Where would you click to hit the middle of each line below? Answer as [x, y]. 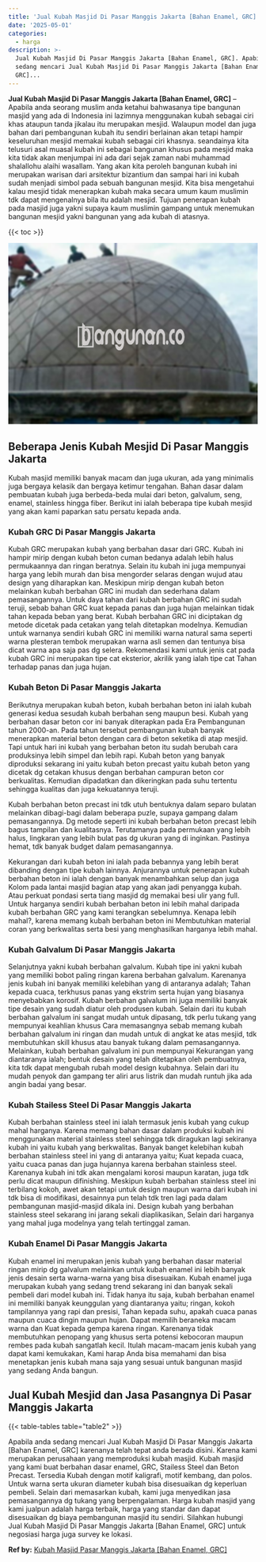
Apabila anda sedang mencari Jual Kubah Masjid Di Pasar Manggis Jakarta [131, 1442]
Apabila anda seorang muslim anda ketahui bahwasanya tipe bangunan [124, 107]
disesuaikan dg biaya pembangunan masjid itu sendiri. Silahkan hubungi [126, 1518]
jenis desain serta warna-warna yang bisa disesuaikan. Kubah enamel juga [130, 1278]
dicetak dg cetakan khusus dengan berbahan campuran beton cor [116, 772]
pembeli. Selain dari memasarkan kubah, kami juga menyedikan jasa [120, 1492]
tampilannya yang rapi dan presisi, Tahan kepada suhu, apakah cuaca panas [133, 1311]
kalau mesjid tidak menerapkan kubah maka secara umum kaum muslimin [129, 191]
